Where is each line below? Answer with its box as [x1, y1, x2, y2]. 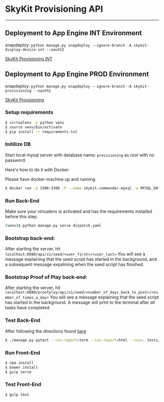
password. [5, 157, 26, 163]
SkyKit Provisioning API [5, 3, 103, 15]
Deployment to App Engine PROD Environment [5, 70, 149, 78]
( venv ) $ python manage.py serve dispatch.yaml [5, 223, 102, 228]
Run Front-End [5, 349, 41, 356]
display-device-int [5, 47, 45, 52]
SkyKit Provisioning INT [5, 55, 53, 62]
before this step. [5, 213, 38, 219]
